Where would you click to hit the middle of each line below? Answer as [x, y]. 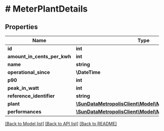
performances [24, 112]
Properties [21, 27]
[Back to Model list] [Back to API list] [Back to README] [61, 124]
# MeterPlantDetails [46, 9]
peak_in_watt [23, 88]
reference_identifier [31, 96]
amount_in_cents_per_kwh [40, 57]
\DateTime [88, 72]
